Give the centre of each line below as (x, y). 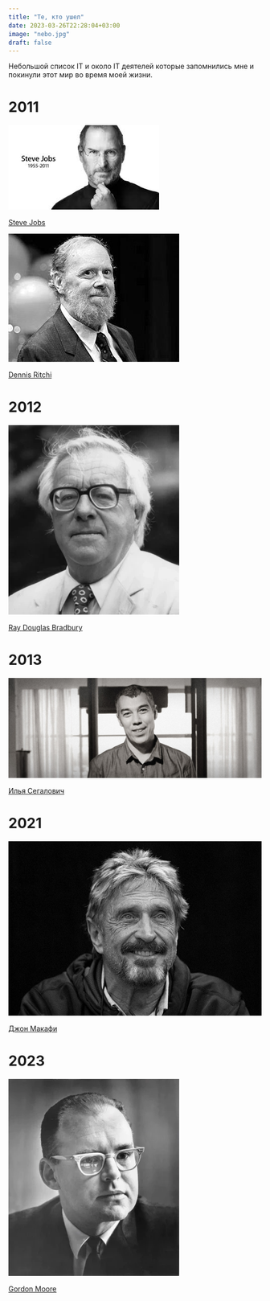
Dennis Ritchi (30, 375)
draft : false (30, 43)
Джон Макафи (33, 1028)
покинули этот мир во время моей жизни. (80, 75)
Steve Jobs (27, 223)
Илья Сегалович (37, 790)
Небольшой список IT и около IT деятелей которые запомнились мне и (131, 66)
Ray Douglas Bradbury (45, 628)
